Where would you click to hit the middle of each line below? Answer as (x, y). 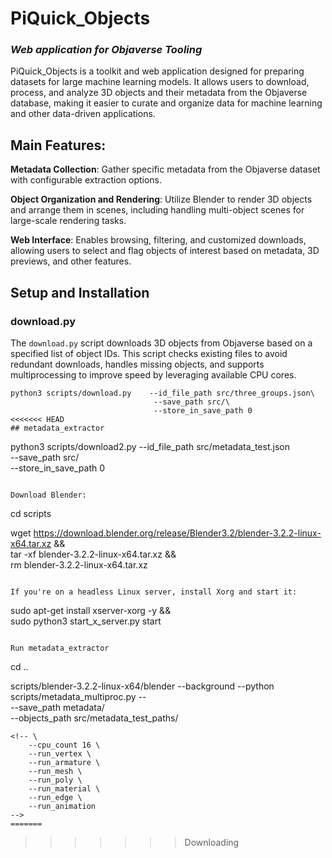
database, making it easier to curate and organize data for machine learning (166, 103)
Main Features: (58, 145)
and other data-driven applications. (83, 114)
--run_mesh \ (55, 771)
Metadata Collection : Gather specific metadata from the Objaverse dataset (165, 169)
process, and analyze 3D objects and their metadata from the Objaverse (159, 93)
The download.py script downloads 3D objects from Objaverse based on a (161, 343)
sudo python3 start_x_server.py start (86, 621)
